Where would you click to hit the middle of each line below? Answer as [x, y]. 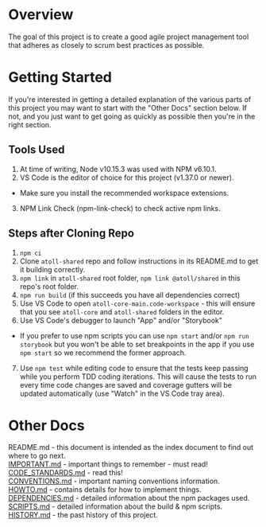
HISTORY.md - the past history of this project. [83, 515]
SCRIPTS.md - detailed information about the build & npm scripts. [116, 506]
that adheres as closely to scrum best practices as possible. [106, 45]
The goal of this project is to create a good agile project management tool [129, 37]
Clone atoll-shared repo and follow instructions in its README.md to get [139, 261]
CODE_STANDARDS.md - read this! [66, 473]
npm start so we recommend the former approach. [103, 353]
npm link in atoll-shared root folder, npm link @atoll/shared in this [130, 278]
